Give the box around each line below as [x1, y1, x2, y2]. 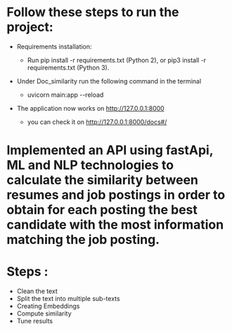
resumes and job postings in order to [6, 187, 226, 203]
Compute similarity [16, 309, 72, 318]
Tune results [16, 317, 53, 325]
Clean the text [16, 287, 58, 295]
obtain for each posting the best [6, 202, 198, 218]
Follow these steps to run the [6, 4, 180, 20]
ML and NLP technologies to [6, 157, 174, 173]
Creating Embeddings [16, 302, 80, 311]
